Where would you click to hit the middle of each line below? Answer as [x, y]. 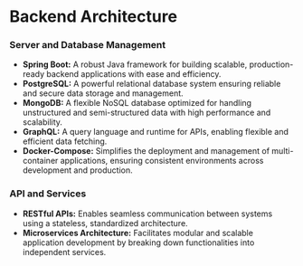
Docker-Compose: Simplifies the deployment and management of [146, 151]
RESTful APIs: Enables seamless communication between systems [147, 214]
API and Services [48, 194]
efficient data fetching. [65, 141]
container [40, 161]
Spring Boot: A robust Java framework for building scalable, [135, 64]
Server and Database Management [88, 45]
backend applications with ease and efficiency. [134, 74]
